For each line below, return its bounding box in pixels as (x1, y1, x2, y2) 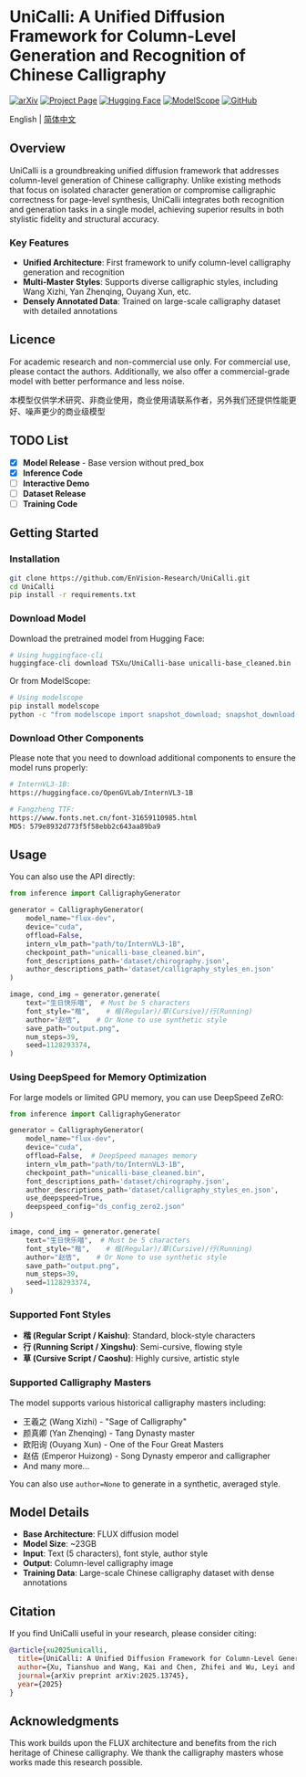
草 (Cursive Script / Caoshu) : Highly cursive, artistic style (22, 1353, 240, 1364)
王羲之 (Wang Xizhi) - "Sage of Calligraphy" (22, 1415, 187, 1426)
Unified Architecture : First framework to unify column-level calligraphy (22, 258, 291, 268)
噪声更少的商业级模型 (25, 405, 106, 416)
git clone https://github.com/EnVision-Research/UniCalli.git (9, 573, 250, 583)
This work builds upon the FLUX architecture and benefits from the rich (9, 1738, 277, 1749)
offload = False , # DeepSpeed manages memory (25, 1151, 198, 1161)
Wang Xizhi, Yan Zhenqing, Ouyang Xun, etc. (22, 286, 191, 298)
